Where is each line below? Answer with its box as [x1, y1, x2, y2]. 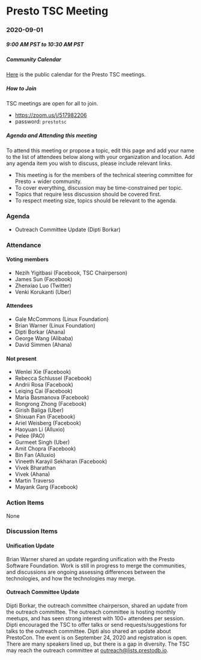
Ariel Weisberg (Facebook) [14, 420, 82, 427]
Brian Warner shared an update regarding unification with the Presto [6, 555, 175, 562]
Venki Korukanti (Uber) [14, 288, 72, 296]
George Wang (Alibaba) [14, 335, 74, 342]
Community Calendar [6, 56, 62, 63]
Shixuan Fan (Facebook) [14, 413, 76, 420]
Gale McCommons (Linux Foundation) [14, 316, 109, 323]
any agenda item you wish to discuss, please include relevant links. [6, 160, 172, 167]
